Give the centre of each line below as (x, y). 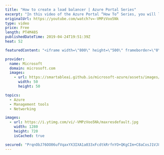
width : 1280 (26, 127)
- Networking (23, 109)
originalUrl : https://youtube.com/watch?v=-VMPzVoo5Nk (62, 19)
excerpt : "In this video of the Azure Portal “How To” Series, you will (81, 14)
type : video (17, 23)
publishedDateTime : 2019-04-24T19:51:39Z (48, 37)
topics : (13, 95)
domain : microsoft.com (32, 68)
